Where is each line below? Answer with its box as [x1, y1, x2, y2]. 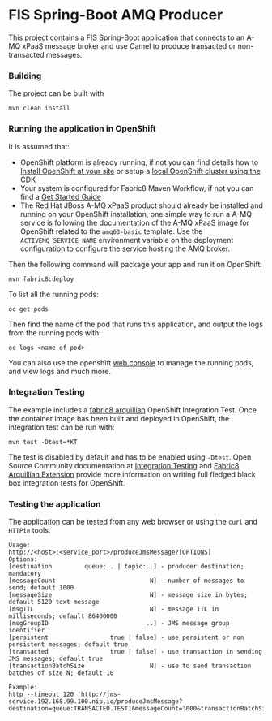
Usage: [8, 542, 31, 550]
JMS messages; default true [8, 655, 104, 663]
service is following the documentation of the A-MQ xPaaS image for [19, 218, 249, 227]
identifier [8, 627, 45, 635]
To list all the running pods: [8, 289, 99, 299]
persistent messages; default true [8, 641, 129, 649]
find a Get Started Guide [19, 192, 102, 201]
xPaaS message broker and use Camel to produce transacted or [22, 41, 236, 50]
